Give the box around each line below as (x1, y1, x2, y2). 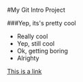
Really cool (16, 32, 48, 40)
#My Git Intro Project (7, 6, 66, 14)
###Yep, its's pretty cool (7, 19, 76, 27)
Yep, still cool (16, 40, 55, 47)
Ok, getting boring (16, 47, 68, 55)
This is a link (7, 68, 42, 75)
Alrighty (16, 54, 39, 62)
